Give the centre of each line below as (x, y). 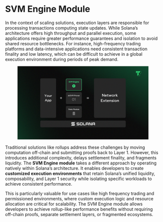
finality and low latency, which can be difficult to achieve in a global (74, 54)
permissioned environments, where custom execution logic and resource (79, 199)
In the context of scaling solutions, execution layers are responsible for (77, 23)
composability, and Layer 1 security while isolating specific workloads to (79, 179)
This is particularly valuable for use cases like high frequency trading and (80, 193)
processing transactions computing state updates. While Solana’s (72, 28)
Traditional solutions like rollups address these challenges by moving (75, 147)
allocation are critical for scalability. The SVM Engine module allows (74, 204)
